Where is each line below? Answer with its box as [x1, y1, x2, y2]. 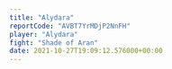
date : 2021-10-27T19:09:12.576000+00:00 [9, 47, 164, 56]
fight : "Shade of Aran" [9, 38, 99, 47]
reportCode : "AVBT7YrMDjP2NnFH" [9, 22, 131, 30]
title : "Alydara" [9, 13, 75, 22]
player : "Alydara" [9, 30, 78, 39]
